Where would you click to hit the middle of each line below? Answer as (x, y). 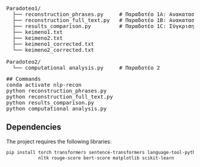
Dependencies (34, 127)
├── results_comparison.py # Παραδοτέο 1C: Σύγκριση (103, 26)
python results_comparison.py (50, 103)
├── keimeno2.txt (37, 38)
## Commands (24, 79)
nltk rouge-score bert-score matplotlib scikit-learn (106, 158)
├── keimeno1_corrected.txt (53, 44)
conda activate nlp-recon (44, 85)
